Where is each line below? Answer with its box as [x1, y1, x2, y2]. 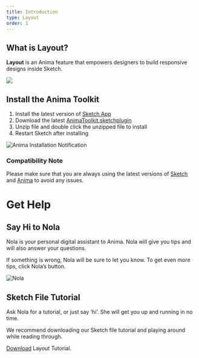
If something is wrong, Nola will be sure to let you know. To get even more [6, 256, 191, 264]
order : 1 [6, 20, 28, 26]
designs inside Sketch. [6, 65, 63, 73]
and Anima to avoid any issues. [6, 177, 84, 184]
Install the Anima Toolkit [6, 94, 100, 104]
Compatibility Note [6, 156, 64, 164]
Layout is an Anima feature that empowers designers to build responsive [6, 59, 188, 66]
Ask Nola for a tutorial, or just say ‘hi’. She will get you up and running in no [6, 308, 193, 316]
